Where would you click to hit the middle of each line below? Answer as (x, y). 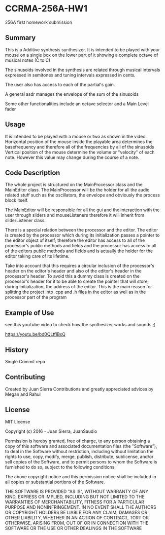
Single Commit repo (25, 362)
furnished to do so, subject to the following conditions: (60, 467)
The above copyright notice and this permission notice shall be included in (81, 476)
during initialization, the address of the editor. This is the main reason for (79, 287)
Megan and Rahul (23, 394)
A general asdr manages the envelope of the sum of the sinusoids (72, 94)
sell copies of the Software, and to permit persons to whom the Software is (81, 461)
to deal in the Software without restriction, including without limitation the (79, 451)
